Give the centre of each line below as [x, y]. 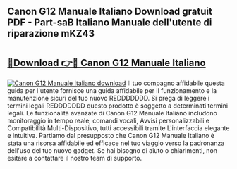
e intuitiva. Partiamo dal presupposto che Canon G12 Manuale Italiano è [111, 136]
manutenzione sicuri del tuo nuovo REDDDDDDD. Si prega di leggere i [109, 98]
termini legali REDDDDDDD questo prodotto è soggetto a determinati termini [117, 106]
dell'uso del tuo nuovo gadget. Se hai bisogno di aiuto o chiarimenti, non [112, 150]
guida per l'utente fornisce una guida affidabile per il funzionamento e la [112, 90]
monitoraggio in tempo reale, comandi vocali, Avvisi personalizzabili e [109, 120]
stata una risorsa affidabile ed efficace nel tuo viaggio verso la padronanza [116, 143]
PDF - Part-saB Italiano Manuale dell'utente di [110, 23]
